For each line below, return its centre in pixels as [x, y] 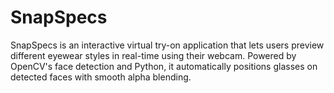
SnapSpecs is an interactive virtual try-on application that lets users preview [167, 45]
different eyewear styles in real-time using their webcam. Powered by [153, 55]
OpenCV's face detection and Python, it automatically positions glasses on [164, 66]
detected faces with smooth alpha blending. [101, 77]
